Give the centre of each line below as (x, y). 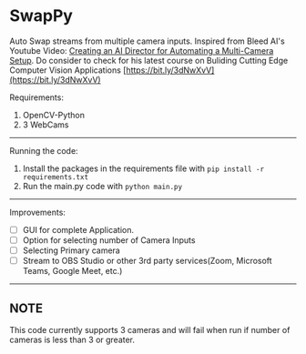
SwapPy (41, 16)
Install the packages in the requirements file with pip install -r (143, 168)
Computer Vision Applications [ (68, 70)
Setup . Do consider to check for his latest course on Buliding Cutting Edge (149, 60)
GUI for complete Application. (78, 229)
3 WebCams (46, 125)
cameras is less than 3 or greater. (72, 339)
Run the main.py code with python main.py (102, 186)
